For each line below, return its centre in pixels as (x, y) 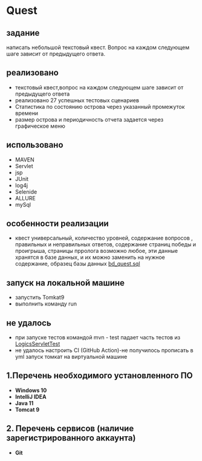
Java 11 (24, 403)
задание (23, 33)
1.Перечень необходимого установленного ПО (100, 376)
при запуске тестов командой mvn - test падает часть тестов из (97, 338)
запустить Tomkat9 (40, 298)
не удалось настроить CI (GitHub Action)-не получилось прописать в (104, 350)
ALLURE (25, 198)
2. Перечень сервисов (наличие (70, 429)
